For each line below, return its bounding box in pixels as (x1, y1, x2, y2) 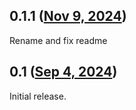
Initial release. (9, 90, 67, 102)
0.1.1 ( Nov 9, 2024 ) (9, 8, 127, 25)
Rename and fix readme (9, 34, 108, 46)
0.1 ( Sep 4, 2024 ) (9, 64, 118, 81)
